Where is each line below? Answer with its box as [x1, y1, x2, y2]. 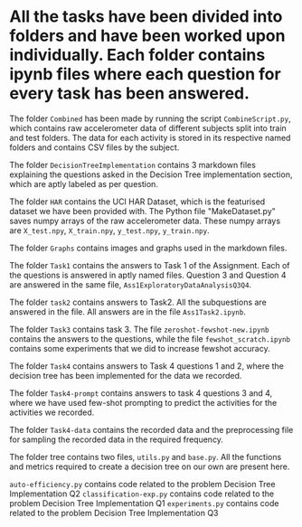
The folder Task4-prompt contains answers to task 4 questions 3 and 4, [9, 387, 273, 399]
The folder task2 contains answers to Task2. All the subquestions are [9, 296, 267, 307]
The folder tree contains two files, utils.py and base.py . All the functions [9, 451, 282, 462]
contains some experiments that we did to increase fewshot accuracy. [9, 343, 270, 353]
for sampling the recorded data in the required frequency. [9, 434, 224, 445]
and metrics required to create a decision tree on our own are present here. [9, 461, 290, 472]
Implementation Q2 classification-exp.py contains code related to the [9, 488, 274, 499]
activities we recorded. [9, 407, 95, 418]
